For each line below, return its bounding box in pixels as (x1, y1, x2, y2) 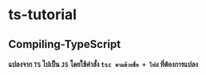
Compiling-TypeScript (8, 37, 121, 51)
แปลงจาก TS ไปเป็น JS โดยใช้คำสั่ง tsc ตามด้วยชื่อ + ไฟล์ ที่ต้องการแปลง (8, 60, 198, 69)
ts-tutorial (8, 6, 77, 24)
